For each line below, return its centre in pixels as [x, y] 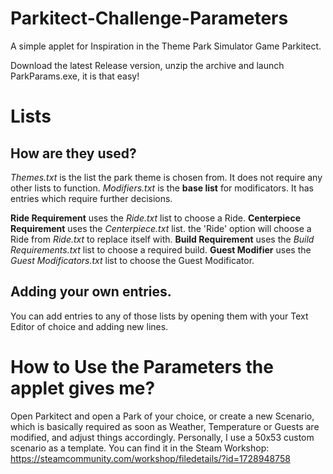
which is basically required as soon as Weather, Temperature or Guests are [165, 426]
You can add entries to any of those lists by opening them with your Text [159, 316]
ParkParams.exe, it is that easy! [75, 76]
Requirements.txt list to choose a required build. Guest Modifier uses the [161, 249]
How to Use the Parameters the [142, 366]
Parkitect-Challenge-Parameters [149, 18]
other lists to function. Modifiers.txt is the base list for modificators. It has [162, 188]
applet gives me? [83, 388]
